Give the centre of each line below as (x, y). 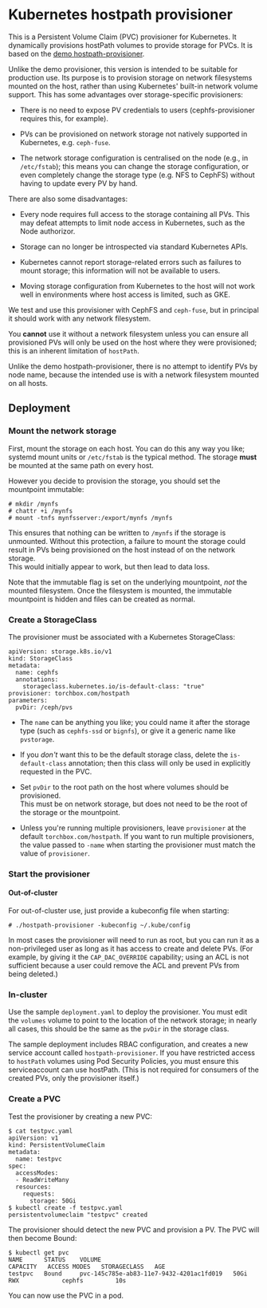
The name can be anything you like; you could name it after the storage (135, 722)
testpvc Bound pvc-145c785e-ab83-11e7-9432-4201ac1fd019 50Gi (128, 1274)
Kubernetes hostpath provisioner (121, 15)
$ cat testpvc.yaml (41, 1131)
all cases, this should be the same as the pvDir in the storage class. (119, 1029)
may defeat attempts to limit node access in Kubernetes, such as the (132, 223)
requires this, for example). (64, 118)
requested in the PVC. (56, 771)
